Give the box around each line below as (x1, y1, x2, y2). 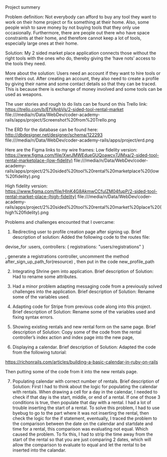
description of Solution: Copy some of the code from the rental (12, 329, 142, 335)
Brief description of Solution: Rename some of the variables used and (12, 309, 156, 314)
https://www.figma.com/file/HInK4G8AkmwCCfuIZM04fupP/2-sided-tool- (5, 188, 158, 194)
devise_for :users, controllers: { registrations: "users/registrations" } (5, 244, 145, 250)
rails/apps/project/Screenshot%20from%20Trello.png (5, 117, 116, 123)
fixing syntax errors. (12, 314, 54, 320)
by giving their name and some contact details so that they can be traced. (5, 81, 157, 87)
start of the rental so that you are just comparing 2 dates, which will (12, 437, 151, 443)
